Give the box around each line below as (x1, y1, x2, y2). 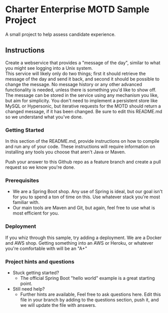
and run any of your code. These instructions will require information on (5, 144, 156, 150)
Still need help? (12, 285, 45, 292)
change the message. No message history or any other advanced (5, 81, 142, 87)
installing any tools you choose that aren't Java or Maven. (5, 149, 126, 155)
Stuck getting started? (12, 269, 59, 276)
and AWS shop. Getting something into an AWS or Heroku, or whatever (5, 240, 154, 246)
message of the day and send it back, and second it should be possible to (5, 75, 160, 82)
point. (20, 280, 32, 286)
